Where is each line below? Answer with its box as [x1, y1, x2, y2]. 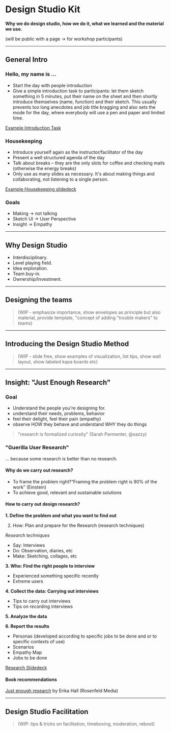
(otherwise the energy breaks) [12, 165, 76, 172]
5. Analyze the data [5, 614, 47, 620]
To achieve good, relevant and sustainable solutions [12, 489, 122, 496]
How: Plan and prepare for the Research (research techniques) [12, 522, 145, 529]
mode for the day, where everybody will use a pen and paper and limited [12, 109, 165, 115]
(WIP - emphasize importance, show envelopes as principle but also [17, 309, 161, 315]
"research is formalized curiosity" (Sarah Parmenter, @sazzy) [17, 431, 147, 437]
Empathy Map [12, 649, 42, 655]
